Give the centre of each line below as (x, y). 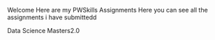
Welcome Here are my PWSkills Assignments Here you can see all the (107, 10)
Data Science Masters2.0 (44, 31)
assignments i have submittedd (52, 17)
